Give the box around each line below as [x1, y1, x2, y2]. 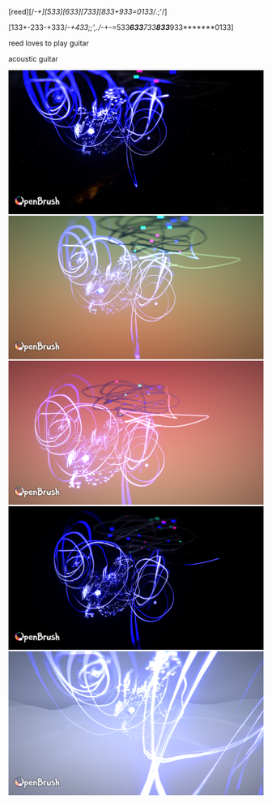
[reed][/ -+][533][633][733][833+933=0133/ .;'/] [8, 7, 168, 16]
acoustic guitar [8, 54, 58, 63]
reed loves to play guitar [8, 38, 89, 48]
